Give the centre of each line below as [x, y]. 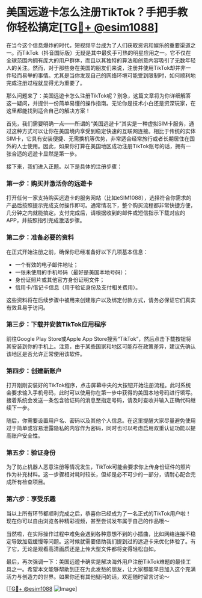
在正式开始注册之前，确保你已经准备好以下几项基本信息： [77, 252]
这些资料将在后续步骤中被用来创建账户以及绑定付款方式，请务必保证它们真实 [101, 300]
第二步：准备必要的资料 [40, 237]
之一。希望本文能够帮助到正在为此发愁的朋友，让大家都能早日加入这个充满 [103, 569]
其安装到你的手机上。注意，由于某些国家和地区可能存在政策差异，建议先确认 [101, 346]
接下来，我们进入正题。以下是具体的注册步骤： [64, 166]
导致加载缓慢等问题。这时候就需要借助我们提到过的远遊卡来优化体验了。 [101, 541]
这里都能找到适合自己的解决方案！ [48, 111]
